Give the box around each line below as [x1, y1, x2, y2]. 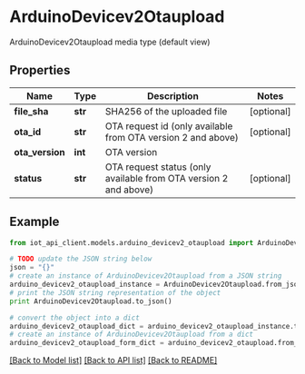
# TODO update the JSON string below [9, 254, 152, 264]
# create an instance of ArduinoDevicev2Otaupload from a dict [9, 330, 254, 340]
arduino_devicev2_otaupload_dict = [9, 321, 144, 330]
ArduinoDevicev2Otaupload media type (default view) [9, 36, 211, 47]
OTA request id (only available [104, 120, 233, 133]
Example [9, 214, 60, 230]
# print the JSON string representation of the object [9, 288, 221, 297]
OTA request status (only [104, 161, 212, 173]
